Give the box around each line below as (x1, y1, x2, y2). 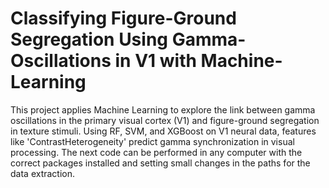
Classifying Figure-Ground (10, 7, 237, 30)
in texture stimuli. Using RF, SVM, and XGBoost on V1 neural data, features (10, 125, 317, 137)
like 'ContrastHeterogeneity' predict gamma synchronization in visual (10, 135, 295, 147)
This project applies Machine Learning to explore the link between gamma (10, 103, 316, 116)
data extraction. (10, 167, 76, 179)
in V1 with (114, 50, 197, 72)
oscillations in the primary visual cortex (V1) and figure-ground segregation (10, 114, 320, 126)
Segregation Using (10, 28, 169, 51)
